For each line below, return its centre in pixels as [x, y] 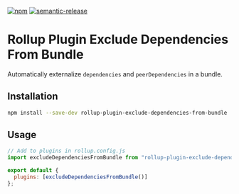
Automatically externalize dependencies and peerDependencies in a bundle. [115, 74]
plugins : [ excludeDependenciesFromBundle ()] [81, 177]
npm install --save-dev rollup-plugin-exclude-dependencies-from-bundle [117, 113]
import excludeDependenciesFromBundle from [73, 158]
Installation [33, 97]
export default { [33, 171]
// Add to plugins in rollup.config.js [67, 151]
